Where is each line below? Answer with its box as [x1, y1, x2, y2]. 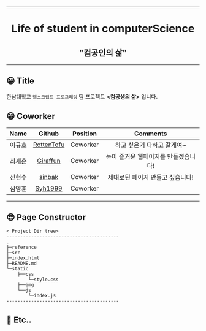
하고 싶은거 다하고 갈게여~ [115, 140, 186, 149]
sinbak [39, 172, 59, 181]
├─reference [6, 245, 37, 251]
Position [72, 129, 97, 138]
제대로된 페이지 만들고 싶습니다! [107, 173, 194, 181]
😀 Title [6, 76, 35, 86]
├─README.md [6, 261, 37, 267]
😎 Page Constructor [6, 212, 86, 223]
